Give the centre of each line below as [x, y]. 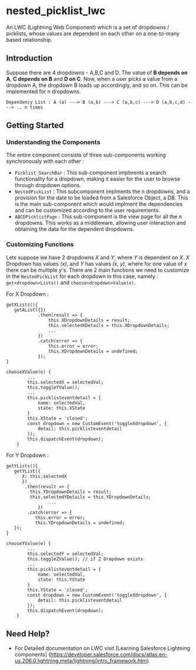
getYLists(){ [22, 466]
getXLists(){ [22, 305]
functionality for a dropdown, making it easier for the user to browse [97, 179]
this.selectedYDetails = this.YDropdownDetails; [90, 497]
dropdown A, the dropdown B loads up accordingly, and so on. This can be [97, 85]
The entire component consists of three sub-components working [86, 155]
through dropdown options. [48, 185]
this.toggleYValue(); [54, 387]
